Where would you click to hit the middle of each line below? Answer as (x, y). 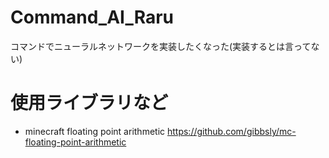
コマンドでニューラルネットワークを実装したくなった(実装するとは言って (161, 46)
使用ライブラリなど (89, 103)
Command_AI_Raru (92, 17)
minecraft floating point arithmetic (95, 131)
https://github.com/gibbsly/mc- (231, 131)
